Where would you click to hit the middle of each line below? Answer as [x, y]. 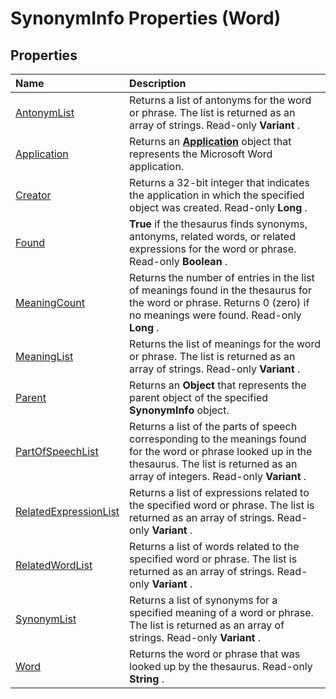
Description [158, 83]
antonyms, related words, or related [212, 236]
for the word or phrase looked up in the [221, 451]
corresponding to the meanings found [218, 439]
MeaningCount [50, 302]
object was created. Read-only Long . [218, 207]
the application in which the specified [217, 195]
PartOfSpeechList [57, 451]
